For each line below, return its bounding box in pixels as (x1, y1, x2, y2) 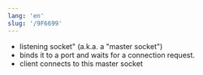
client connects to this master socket (19, 58, 143, 69)
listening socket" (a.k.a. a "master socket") (19, 41, 163, 51)
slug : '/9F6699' (7, 19, 63, 27)
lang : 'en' (7, 11, 45, 20)
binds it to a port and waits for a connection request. (19, 50, 196, 60)
